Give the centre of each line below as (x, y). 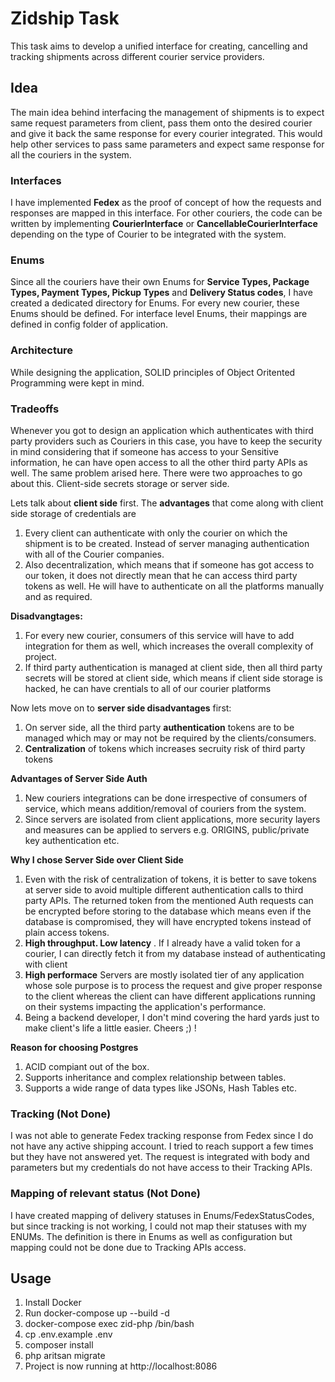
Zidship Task (65, 18)
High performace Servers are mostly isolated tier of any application (164, 974)
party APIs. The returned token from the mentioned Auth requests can (169, 900)
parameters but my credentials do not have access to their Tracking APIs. (161, 1168)
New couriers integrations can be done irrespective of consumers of (166, 798)
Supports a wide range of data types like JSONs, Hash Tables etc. (161, 1088)
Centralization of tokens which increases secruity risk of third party (165, 748)
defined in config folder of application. (89, 324)
